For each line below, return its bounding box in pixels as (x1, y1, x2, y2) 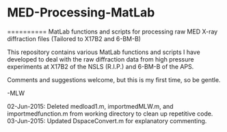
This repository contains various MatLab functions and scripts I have (7, 48, 200, 56)
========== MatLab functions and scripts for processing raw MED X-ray (7, 27, 218, 36)
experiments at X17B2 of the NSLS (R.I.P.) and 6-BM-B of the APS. (7, 62, 194, 70)
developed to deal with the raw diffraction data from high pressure (7, 55, 194, 63)
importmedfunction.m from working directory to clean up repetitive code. (7, 109, 213, 118)
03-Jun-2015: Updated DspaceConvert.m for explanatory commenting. (7, 116, 207, 124)
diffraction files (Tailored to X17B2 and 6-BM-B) (7, 34, 142, 42)
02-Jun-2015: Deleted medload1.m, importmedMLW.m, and (7, 102, 174, 110)
